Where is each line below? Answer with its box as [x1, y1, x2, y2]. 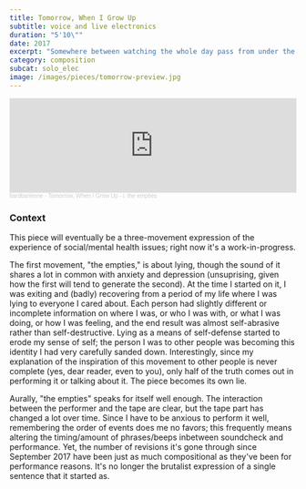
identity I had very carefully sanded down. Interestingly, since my [9, 347, 254, 358]
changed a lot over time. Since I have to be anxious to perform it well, [9, 413, 270, 423]
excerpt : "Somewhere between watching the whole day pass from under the [9, 47, 296, 56]
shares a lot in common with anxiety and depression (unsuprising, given [9, 270, 280, 280]
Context [9, 211, 46, 224]
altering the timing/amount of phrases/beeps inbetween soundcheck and [9, 432, 284, 443]
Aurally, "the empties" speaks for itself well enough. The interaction [9, 393, 263, 404]
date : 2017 [9, 38, 51, 48]
